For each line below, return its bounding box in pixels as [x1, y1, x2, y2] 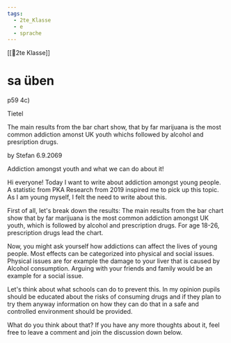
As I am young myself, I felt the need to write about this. [7, 193, 167, 202]
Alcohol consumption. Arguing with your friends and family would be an [7, 264, 213, 273]
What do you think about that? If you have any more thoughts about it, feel [7, 321, 221, 329]
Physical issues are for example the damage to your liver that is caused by [7, 257, 221, 265]
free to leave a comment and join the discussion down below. [7, 328, 183, 337]
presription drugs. [7, 138, 59, 146]
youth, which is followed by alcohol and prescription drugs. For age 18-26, [7, 221, 220, 230]
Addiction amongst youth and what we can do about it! [7, 165, 164, 173]
